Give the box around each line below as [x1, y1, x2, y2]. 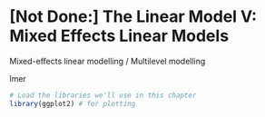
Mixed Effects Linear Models [9, 25, 230, 46]
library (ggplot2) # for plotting [9, 99, 136, 108]
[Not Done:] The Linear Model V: [9, 6, 257, 27]
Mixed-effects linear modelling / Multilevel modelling [9, 55, 206, 66]
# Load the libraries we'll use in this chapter [9, 91, 197, 100]
